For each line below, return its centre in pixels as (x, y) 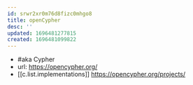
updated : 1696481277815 (42, 33)
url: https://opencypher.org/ (57, 67)
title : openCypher (34, 20)
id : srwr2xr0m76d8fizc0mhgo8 (50, 14)
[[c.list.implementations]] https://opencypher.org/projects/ (101, 75)
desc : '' (20, 26)
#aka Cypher (36, 59)
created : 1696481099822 (42, 40)
